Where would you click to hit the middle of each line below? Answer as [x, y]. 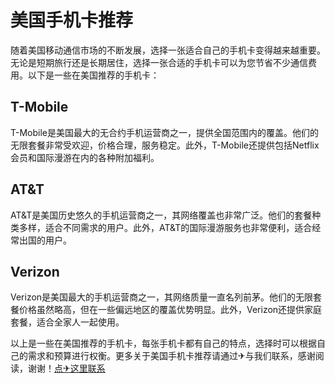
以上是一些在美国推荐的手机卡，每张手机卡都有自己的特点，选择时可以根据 [163, 343]
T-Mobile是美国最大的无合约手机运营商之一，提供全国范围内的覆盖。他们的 [164, 132]
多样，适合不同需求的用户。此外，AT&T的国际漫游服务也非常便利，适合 [165, 227]
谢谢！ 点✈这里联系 [66, 368]
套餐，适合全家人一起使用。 [67, 322]
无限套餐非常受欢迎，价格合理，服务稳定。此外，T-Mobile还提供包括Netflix [165, 145]
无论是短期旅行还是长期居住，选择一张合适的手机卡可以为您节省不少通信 [159, 62]
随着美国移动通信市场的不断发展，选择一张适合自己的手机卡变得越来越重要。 [168, 50]
